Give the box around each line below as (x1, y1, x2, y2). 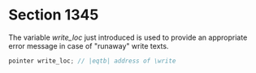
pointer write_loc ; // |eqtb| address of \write (8, 57, 176, 65)
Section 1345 (8, 6, 99, 24)
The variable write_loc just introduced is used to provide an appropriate (8, 32, 248, 42)
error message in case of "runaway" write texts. (8, 41, 169, 50)
